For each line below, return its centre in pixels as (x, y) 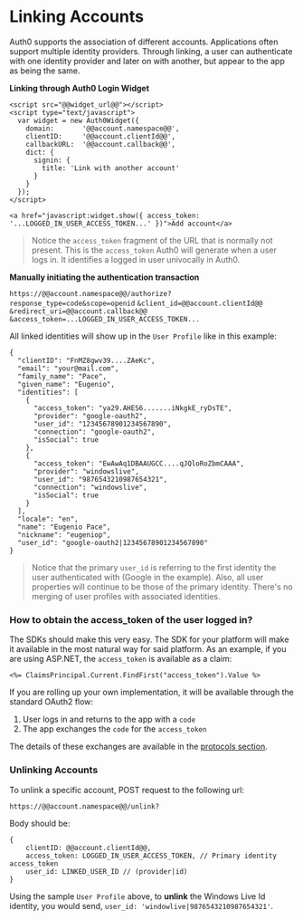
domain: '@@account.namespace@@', (103, 129)
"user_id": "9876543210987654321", (100, 479)
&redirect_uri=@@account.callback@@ (78, 311)
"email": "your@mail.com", (68, 369)
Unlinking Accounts (54, 770)
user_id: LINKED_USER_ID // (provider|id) (107, 871)
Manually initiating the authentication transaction (104, 277)
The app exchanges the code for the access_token (114, 729)
